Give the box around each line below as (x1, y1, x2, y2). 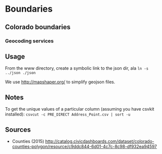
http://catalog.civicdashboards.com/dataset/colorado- (45, 138, 155, 144)
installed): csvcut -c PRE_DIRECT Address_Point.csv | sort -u (5, 111, 130, 117)
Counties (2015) (12, 138, 45, 144)
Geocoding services (5, 38, 54, 44)
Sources (5, 125, 31, 134)
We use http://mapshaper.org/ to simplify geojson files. (5, 79, 115, 85)
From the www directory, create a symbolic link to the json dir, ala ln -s (5, 65, 149, 71)
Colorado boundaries (5, 23, 71, 31)
